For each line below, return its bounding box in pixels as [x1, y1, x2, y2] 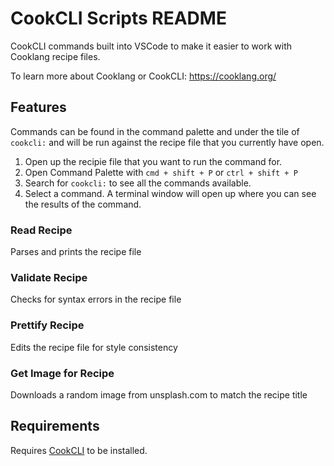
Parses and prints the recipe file [10, 246, 142, 258]
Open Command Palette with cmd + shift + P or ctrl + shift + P [24, 166, 298, 178]
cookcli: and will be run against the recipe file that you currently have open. [10, 136, 325, 148]
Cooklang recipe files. [10, 50, 101, 62]
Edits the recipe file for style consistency [10, 341, 178, 353]
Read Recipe [10, 223, 73, 237]
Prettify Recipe [10, 318, 85, 332]
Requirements [10, 418, 100, 435]
